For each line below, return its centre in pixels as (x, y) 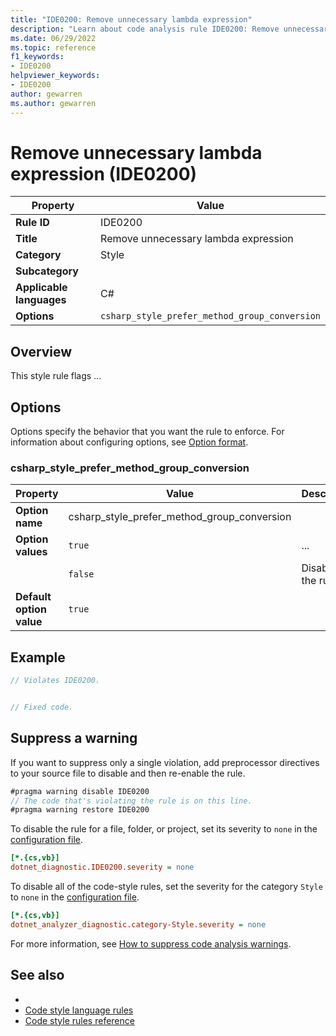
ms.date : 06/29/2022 (53, 38)
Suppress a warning (74, 738)
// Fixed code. (42, 707)
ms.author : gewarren (53, 103)
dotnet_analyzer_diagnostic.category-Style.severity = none (138, 924)
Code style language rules (79, 1010)
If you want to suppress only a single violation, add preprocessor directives (165, 762)
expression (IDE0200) (104, 173)
